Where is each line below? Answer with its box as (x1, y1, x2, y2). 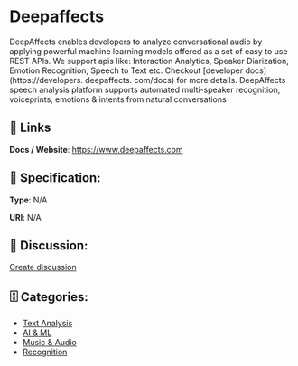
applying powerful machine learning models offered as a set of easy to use (9, 45, 288, 56)
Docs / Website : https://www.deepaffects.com (9, 144, 183, 155)
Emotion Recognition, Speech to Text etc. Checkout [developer (9, 65, 244, 76)
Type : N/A (9, 194, 48, 205)
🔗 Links (9, 120, 51, 136)
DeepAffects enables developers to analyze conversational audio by (9, 36, 263, 47)
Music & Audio (22, 337, 77, 348)
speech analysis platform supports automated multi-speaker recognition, (9, 84, 281, 95)
